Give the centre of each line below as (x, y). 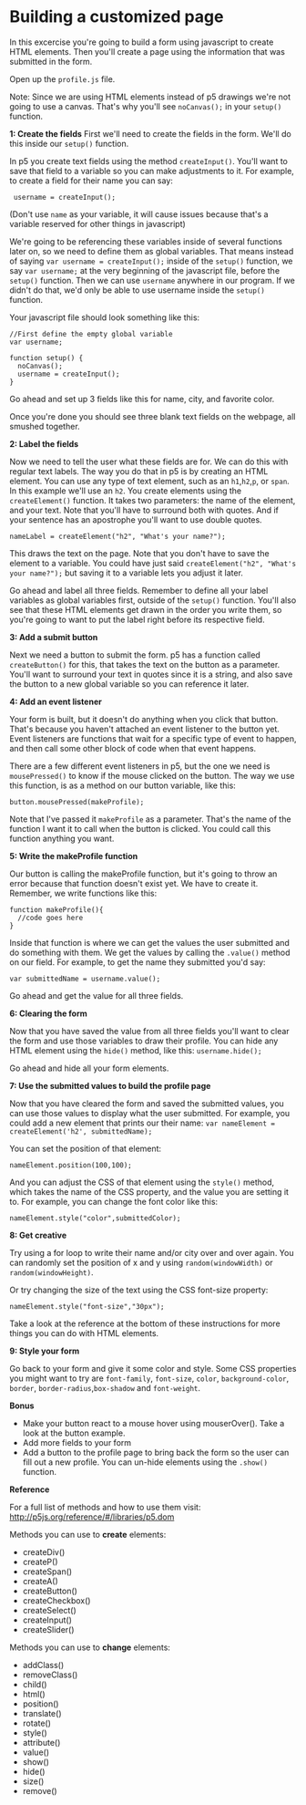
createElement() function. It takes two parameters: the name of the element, (153, 500)
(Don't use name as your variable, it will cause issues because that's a (139, 214)
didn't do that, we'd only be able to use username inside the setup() (138, 290)
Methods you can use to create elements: (88, 1534)
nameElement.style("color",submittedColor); (95, 1218)
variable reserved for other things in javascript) (98, 223)
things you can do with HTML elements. (84, 1333)
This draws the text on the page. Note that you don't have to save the (140, 553)
